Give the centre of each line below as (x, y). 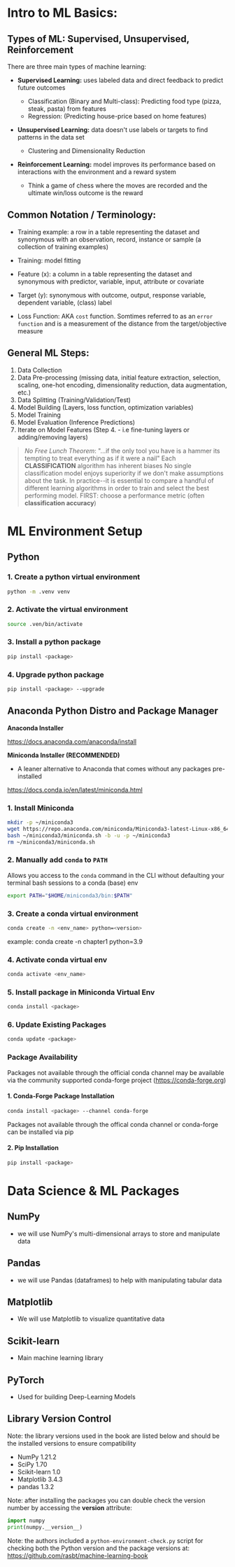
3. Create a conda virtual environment (73, 914)
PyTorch (26, 1380)
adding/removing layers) (53, 437)
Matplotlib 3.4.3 (40, 1479)
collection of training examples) (63, 246)
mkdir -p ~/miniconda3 (40, 822)
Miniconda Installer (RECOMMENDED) (64, 755)
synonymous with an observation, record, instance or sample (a (109, 239)
